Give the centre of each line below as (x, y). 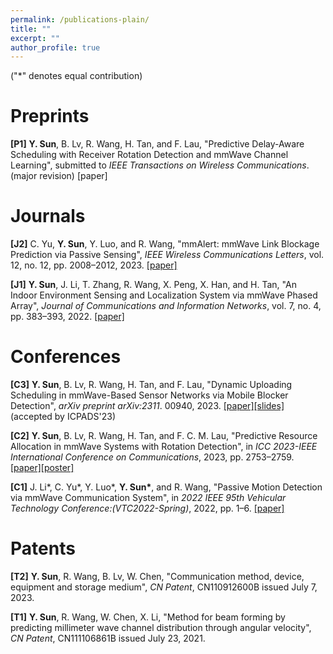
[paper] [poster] (42, 468)
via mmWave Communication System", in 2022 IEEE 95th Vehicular (148, 498)
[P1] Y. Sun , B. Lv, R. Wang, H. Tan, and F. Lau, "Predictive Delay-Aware (157, 144)
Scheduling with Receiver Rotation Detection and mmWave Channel (149, 155)
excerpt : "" (35, 38)
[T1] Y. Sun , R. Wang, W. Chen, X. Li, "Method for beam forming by (148, 617)
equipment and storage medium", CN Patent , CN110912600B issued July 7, (164, 587)
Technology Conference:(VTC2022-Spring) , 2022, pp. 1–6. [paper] (147, 508)
